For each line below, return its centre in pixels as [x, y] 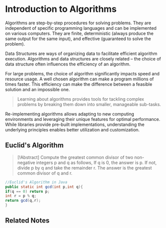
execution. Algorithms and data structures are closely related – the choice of [83, 58]
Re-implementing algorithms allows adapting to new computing [70, 114]
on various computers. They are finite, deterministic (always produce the [79, 33]
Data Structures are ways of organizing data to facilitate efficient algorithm [81, 54]
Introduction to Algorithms [61, 9]
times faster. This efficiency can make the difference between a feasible [79, 84]
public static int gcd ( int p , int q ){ [44, 187]
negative [26, 163]
